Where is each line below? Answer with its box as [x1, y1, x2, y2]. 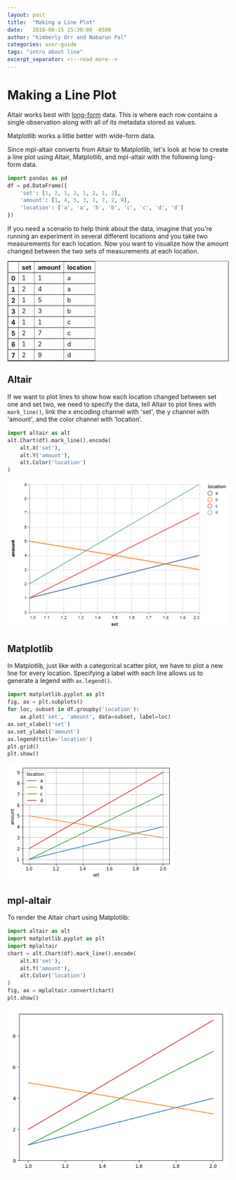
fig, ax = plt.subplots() [7, 698, 83, 705]
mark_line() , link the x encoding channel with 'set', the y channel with [7, 407, 209, 415]
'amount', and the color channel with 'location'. [7, 415, 143, 423]
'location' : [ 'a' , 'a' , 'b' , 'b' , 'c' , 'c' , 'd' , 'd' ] [20, 204, 184, 211]
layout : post [7, 11, 46, 18]
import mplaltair [7, 942, 58, 950]
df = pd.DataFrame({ [7, 182, 68, 189]
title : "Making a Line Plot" [7, 18, 96, 26]
